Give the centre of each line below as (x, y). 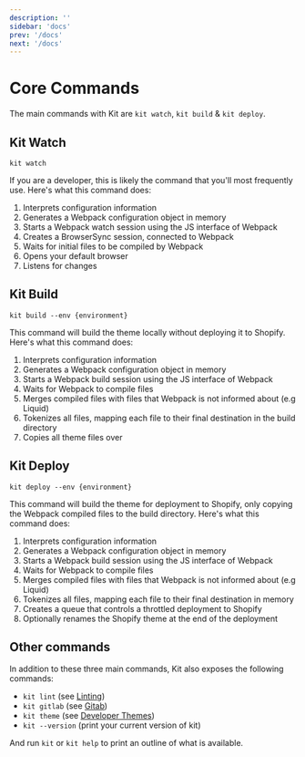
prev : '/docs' (36, 35)
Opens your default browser (76, 256)
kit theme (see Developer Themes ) (88, 716)
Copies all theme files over (72, 437)
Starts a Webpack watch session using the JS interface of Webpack (150, 227)
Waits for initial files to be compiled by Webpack (113, 246)
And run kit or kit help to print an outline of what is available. (127, 743)
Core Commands (74, 88)
